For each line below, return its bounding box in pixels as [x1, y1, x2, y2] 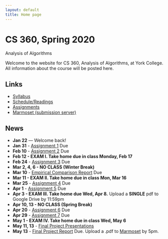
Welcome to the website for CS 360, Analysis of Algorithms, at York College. [5, 60, 163, 66]
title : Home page [5, 12, 42, 17]
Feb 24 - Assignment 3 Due [12, 159, 70, 165]
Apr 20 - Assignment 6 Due [12, 207, 70, 213]
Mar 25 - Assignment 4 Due [12, 180, 71, 186]
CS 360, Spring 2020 [5, 34, 96, 45]
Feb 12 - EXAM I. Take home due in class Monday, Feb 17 [12, 153, 133, 160]
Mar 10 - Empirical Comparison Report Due [12, 170, 102, 176]
